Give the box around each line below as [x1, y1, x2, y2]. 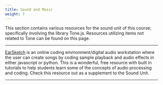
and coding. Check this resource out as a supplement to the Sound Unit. [5, 70, 149, 76]
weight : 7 [5, 12, 25, 17]
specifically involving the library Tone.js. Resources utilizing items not [5, 30, 144, 36]
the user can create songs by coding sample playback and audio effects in [5, 54, 154, 60]
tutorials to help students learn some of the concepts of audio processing [5, 65, 152, 70]
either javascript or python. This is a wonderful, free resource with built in [5, 59, 152, 66]
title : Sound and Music [5, 7, 53, 12]
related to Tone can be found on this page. [5, 35, 90, 41]
